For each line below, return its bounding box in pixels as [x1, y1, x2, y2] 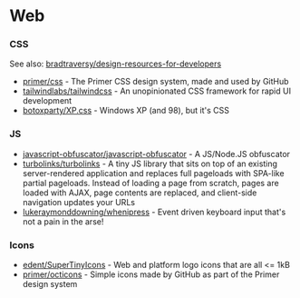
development [22, 95, 73, 106]
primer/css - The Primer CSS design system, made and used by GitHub [22, 76, 289, 87]
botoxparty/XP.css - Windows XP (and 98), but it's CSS [22, 105, 229, 116]
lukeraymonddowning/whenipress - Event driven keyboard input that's [22, 206, 286, 217]
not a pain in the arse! [22, 215, 104, 227]
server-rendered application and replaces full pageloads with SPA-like [22, 167, 285, 178]
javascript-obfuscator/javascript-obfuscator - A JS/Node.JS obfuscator [22, 148, 291, 159]
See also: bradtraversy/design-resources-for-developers [9, 58, 222, 69]
